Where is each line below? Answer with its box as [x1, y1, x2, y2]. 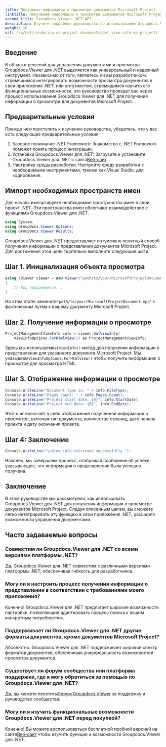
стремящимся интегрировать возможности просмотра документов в [5, 77, 153, 83]
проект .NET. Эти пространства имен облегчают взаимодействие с [5, 205, 148, 211]
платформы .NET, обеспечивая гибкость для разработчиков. [5, 568, 134, 574]
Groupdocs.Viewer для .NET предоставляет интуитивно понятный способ [5, 238, 160, 244]
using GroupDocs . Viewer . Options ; [5, 224, 74, 229]
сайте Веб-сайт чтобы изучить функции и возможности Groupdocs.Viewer [5, 731, 161, 737]
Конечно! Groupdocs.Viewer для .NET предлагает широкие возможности [5, 604, 159, 610]
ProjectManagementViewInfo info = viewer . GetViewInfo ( [5, 331, 121, 336]
